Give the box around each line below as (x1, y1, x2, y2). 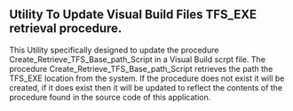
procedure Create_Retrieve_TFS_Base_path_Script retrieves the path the (9, 63, 273, 74)
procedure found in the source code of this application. (9, 91, 211, 102)
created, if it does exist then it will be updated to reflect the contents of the (9, 82, 282, 92)
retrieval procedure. (9, 21, 123, 36)
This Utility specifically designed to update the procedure (9, 44, 219, 55)
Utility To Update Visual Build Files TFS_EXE (9, 7, 257, 22)
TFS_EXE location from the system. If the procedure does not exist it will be (9, 73, 285, 83)
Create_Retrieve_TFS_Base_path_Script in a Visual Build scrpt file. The (9, 53, 266, 65)
